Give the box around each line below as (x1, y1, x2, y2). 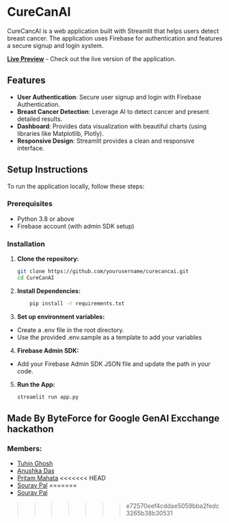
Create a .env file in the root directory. (16, 325, 124, 334)
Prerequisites (7, 199, 53, 209)
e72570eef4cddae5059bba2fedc (126, 502, 220, 510)
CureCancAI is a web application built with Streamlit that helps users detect (7, 27, 219, 35)
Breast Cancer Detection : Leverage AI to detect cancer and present (16, 107, 210, 115)
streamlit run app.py (16, 393, 79, 400)
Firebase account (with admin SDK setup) (16, 222, 135, 230)
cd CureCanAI (16, 275, 55, 281)
